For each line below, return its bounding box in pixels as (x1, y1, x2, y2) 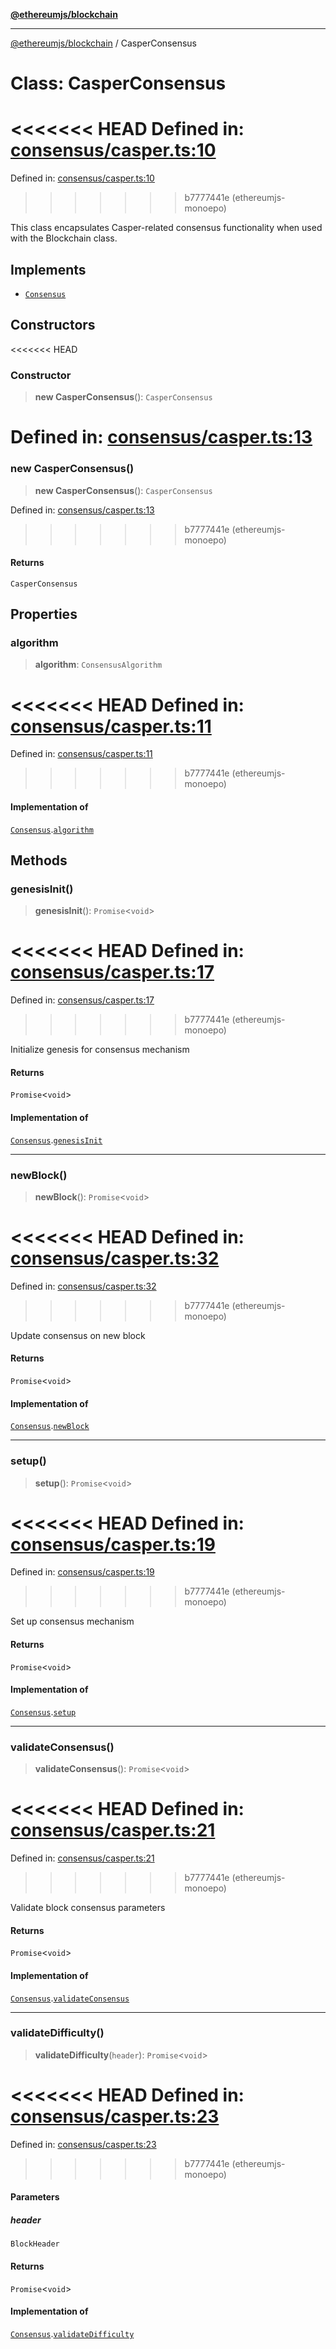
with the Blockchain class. (10, 232, 118, 244)
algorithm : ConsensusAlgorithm (34, 659, 163, 671)
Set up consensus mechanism (10, 1615, 135, 1628)
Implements (10, 261, 87, 278)
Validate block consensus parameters (10, 1902, 166, 1914)
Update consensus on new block (10, 1329, 146, 1341)
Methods (10, 852, 68, 869)
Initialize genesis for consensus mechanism (10, 1044, 190, 1056)
